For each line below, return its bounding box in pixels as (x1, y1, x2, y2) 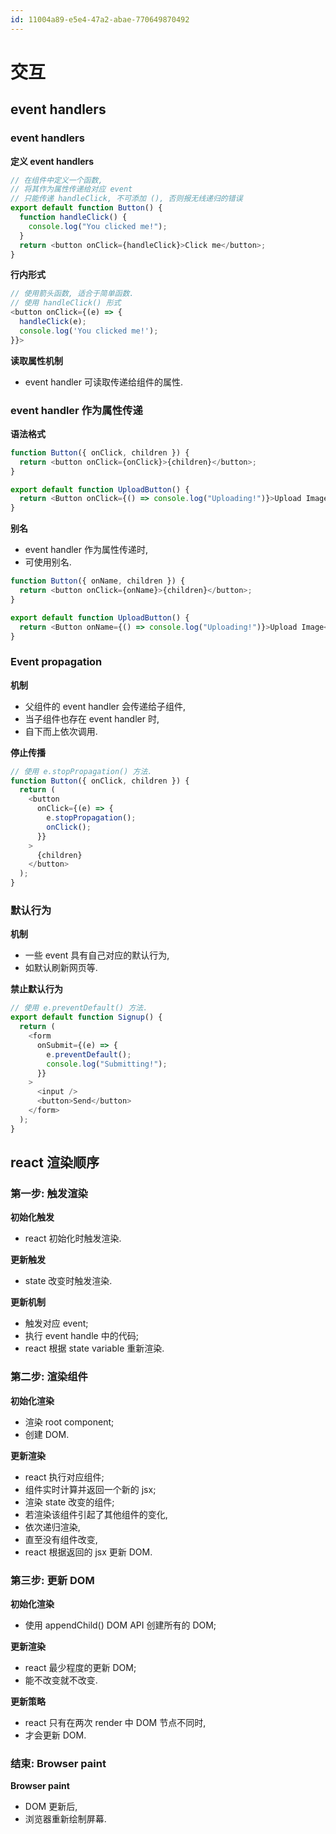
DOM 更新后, (24, 1801, 78, 1813)
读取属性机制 (10, 354, 63, 366)
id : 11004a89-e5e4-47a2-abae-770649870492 (10, 14, 190, 25)
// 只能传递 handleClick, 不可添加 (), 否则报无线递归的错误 (10, 194, 243, 204)
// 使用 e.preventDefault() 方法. (10, 1003, 148, 1013)
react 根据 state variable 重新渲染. (24, 1342, 165, 1355)
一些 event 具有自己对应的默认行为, (24, 949, 170, 961)
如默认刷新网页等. (24, 962, 98, 974)
